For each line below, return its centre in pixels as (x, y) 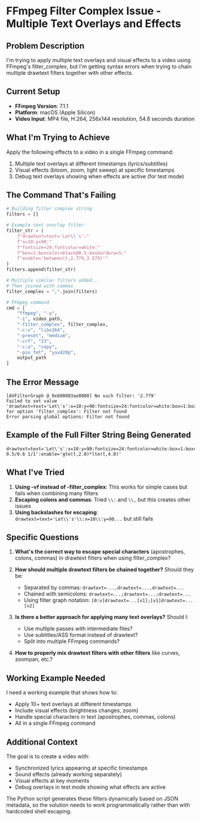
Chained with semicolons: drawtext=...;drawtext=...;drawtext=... (107, 594)
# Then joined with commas (40, 286)
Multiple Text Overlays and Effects (94, 24)
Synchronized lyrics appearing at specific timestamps (81, 768)
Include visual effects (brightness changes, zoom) (77, 710)
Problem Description (45, 46)
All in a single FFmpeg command (55, 723)
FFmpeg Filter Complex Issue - (84, 11)
